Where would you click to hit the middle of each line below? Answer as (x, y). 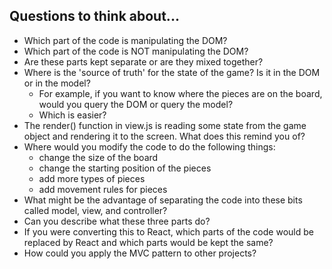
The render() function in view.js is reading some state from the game (165, 125)
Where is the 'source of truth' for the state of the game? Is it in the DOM (172, 72)
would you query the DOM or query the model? (136, 104)
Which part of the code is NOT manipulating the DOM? (136, 51)
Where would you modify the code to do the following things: (149, 146)
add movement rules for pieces (103, 189)
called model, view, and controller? (95, 210)
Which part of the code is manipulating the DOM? (125, 40)
